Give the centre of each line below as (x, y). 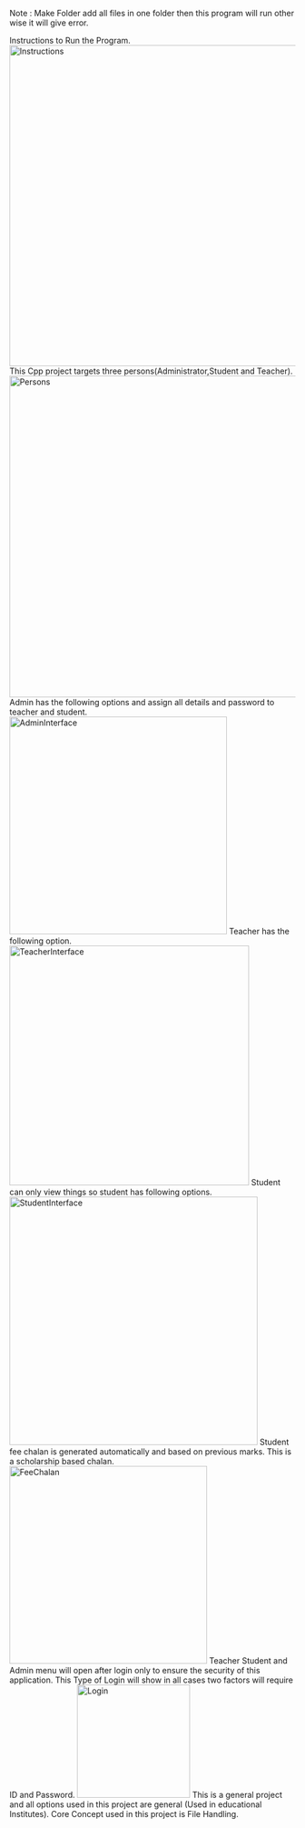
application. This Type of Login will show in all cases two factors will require (151, 1680)
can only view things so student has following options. (111, 1192)
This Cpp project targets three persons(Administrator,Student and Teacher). (151, 371)
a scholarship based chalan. (62, 1461)
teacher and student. (49, 712)
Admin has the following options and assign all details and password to (142, 702)
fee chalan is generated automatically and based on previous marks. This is (151, 1452)
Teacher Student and (248, 1661)
